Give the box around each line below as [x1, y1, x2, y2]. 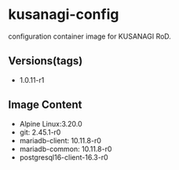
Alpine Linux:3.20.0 [19, 119, 82, 128]
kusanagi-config [8, 6, 119, 24]
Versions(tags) [8, 54, 83, 68]
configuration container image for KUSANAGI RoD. [8, 31, 171, 41]
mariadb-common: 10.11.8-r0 [19, 144, 112, 153]
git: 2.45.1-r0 [19, 128, 61, 137]
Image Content [8, 98, 82, 112]
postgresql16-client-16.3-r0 [19, 152, 108, 162]
